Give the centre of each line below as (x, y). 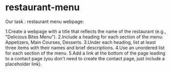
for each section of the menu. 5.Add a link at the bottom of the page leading (85, 53)
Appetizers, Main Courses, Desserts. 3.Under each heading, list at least (81, 42)
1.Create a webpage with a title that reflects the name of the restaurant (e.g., (86, 31)
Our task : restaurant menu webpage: (45, 21)
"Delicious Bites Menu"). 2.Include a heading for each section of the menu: (84, 37)
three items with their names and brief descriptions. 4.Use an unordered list (85, 47)
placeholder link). (24, 64)
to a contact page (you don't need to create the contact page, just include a (85, 58)
